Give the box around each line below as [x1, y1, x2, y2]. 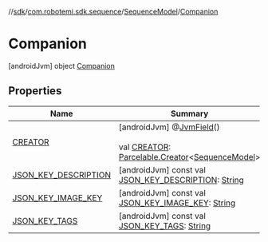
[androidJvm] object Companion [8, 61, 116, 70]
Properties [8, 84, 62, 98]
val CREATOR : [118, 141, 171, 153]
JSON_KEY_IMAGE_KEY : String [118, 197, 236, 208]
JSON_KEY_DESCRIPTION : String [118, 174, 245, 185]
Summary [170, 108, 209, 119]
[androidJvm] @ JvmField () [118, 121, 221, 133]
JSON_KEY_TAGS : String [118, 220, 211, 231]
